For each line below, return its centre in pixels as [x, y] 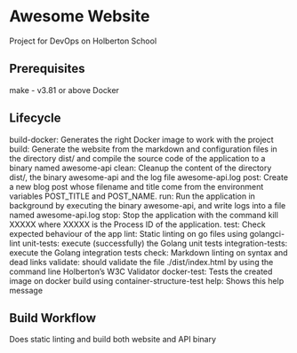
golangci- [267, 233]
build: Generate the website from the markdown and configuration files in [143, 149]
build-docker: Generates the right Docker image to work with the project [141, 139]
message [26, 290]
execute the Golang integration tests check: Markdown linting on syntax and [148, 252]
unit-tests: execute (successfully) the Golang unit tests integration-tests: [155, 243]
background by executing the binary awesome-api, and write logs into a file [148, 205]
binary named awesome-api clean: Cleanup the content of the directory [140, 168]
